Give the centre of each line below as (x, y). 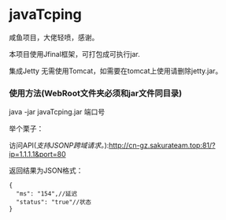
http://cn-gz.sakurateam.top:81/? (162, 145)
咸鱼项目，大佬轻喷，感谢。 (54, 37)
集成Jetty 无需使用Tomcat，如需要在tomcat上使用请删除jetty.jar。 (116, 71)
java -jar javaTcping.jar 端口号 (57, 112)
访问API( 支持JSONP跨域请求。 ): (59, 145)
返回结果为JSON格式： (46, 170)
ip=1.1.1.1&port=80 (37, 155)
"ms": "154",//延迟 (47, 194)
